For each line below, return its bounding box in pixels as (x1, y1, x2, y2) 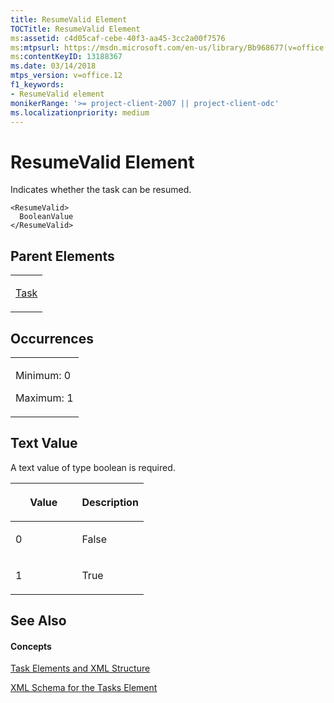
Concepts (10, 640, 52, 652)
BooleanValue (19, 212, 74, 222)
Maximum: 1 (15, 391, 74, 405)
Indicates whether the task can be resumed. (10, 184, 192, 196)
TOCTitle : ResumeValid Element (10, 24, 141, 34)
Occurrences (10, 330, 94, 347)
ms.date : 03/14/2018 (10, 61, 97, 71)
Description (81, 495, 139, 509)
